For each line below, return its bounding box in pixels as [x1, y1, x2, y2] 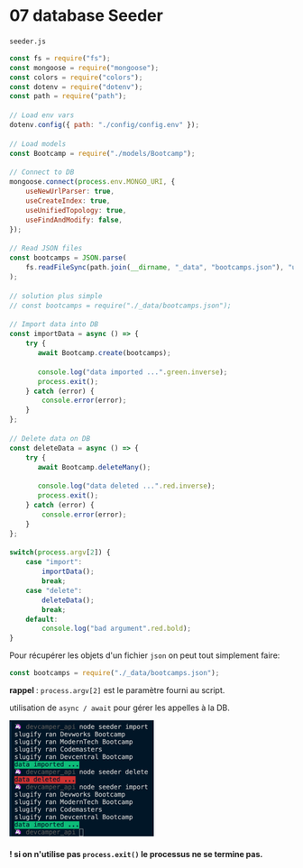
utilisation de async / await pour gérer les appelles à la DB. [9, 702, 230, 713]
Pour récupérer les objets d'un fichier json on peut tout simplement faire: [9, 650, 280, 661]
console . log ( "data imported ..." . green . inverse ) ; [37, 367, 228, 377]
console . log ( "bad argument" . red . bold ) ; [41, 624, 192, 634]
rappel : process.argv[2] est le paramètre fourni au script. [9, 685, 225, 696]
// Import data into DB [9, 320, 99, 329]
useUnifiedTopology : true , [25, 206, 127, 215]
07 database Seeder [9, 5, 164, 26]
